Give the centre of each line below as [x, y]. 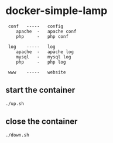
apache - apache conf [46, 31]
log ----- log [32, 47]
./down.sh [18, 135]
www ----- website [37, 72]
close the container [42, 122]
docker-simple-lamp [56, 11]
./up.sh [15, 103]
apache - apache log [45, 52]
